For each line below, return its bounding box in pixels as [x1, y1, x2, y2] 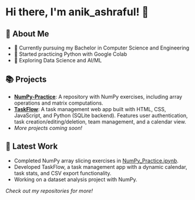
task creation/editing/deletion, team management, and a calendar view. [14, 118, 186, 125]
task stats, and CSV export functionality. [14, 169, 112, 176]
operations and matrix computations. [14, 99, 103, 106]
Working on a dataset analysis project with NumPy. [14, 176, 137, 183]
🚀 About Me [5, 29, 49, 39]
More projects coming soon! [14, 124, 83, 131]
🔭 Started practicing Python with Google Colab [14, 51, 127, 58]
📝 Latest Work [5, 141, 58, 152]
